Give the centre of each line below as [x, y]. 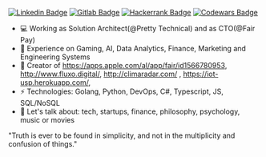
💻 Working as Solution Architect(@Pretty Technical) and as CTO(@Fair [137, 28]
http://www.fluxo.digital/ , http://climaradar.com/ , [101, 74]
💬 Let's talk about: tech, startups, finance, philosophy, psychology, [130, 111]
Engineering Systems [55, 57]
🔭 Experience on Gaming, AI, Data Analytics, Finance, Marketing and [133, 48]
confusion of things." [43, 144]
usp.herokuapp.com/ [54, 83]
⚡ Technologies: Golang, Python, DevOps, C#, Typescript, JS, [122, 91]
